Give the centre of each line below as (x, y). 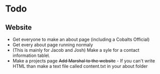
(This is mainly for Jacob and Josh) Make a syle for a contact (76, 50)
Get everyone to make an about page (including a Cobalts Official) (81, 39)
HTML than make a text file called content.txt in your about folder (80, 66)
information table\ (31, 55)
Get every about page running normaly (53, 45)
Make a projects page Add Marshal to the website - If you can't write (84, 61)
